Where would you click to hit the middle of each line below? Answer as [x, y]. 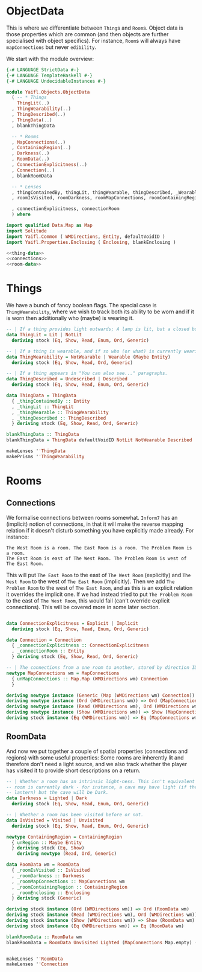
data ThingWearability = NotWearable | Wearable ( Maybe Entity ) [88, 357]
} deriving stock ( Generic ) [47, 898]
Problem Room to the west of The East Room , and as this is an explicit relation [99, 587]
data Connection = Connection [44, 640]
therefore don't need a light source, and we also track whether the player [97, 764]
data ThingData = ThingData [41, 395]
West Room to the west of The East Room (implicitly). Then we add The [90, 581]
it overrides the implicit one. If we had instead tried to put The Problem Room [99, 594]
